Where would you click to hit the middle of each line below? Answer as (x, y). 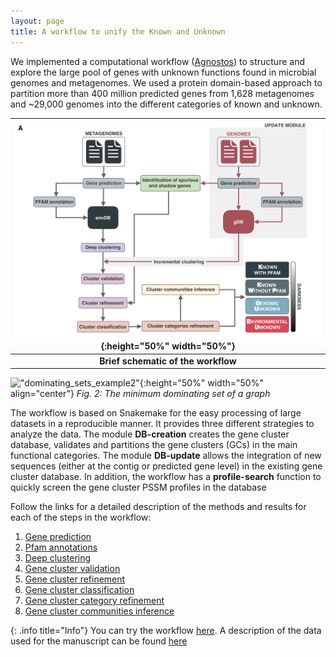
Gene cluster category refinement (94, 601)
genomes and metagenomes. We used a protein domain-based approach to (166, 82)
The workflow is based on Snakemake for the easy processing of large (156, 413)
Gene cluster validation (72, 569)
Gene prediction (58, 537)
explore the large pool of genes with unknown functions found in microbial (163, 72)
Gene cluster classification (79, 590)
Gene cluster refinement (75, 579)
